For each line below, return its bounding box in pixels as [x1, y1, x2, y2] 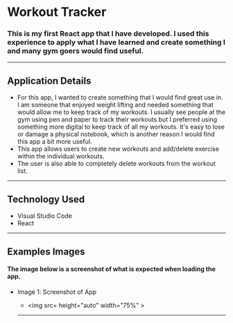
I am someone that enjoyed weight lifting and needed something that [17, 101, 214, 109]
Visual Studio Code [17, 212, 73, 220]
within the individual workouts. [17, 152, 105, 160]
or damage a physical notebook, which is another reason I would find [17, 130, 215, 138]
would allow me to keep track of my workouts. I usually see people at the [17, 108, 226, 116]
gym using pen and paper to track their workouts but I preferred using [17, 116, 217, 124]
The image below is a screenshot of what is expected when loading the [7, 265, 216, 273]
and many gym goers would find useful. [7, 46, 144, 56]
